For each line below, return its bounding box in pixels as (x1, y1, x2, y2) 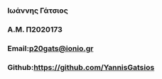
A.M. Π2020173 (7, 24, 63, 34)
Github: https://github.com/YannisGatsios (7, 62, 155, 72)
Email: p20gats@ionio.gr (7, 43, 94, 53)
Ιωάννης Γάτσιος (7, 6, 69, 16)
